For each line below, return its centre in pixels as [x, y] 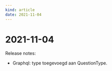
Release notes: [21, 53]
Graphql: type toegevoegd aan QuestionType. [60, 63]
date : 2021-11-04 [23, 15]
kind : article [20, 10]
